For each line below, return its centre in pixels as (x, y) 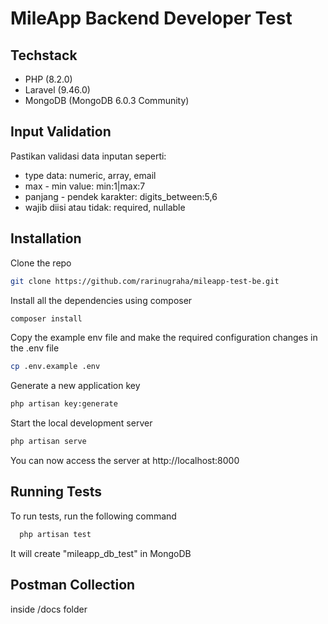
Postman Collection (73, 585)
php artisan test (55, 534)
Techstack (44, 55)
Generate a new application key (75, 386)
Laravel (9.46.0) (57, 90)
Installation (46, 238)
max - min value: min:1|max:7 (85, 186)
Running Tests (56, 492)
